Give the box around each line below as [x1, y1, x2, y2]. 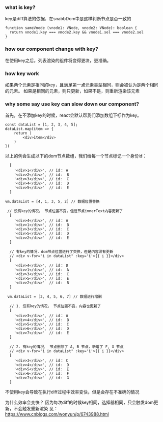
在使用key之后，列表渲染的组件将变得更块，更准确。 [5, 57, 111, 63]
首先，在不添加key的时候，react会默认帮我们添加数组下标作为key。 [5, 112, 142, 118]
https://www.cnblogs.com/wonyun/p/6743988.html [5, 411, 109, 417]
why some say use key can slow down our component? [5, 100, 139, 107]
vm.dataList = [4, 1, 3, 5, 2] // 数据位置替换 [5, 199, 100, 204]
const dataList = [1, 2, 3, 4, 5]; [5, 122, 78, 127]
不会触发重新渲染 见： [13, 406, 58, 412]
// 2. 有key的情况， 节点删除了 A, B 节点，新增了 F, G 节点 [9, 344, 124, 350]
